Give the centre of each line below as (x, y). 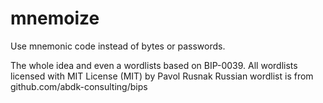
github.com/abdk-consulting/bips (79, 86)
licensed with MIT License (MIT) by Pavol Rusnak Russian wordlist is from (162, 76)
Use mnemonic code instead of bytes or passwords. (118, 46)
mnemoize (55, 18)
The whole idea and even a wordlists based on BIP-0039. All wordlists (154, 65)
